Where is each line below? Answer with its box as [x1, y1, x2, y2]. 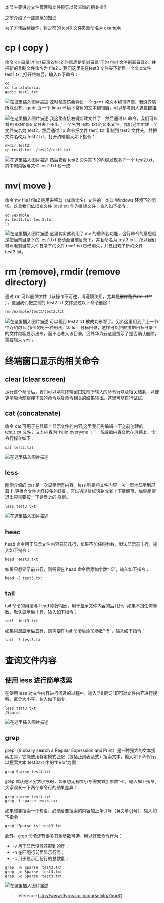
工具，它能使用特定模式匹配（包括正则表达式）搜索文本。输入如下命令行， [9, 753, 159, 759]
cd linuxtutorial [5, 85, 41, 90]
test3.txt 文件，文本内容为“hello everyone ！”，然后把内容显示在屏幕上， [5, 429, 152, 435]
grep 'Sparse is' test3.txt [5, 823, 62, 828]
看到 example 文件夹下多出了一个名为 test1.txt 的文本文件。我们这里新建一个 [5, 121, 158, 127]
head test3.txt [5, 557, 38, 562]
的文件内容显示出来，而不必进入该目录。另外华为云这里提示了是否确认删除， [5, 330, 159, 336]
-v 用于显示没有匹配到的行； [12, 843, 70, 849]
